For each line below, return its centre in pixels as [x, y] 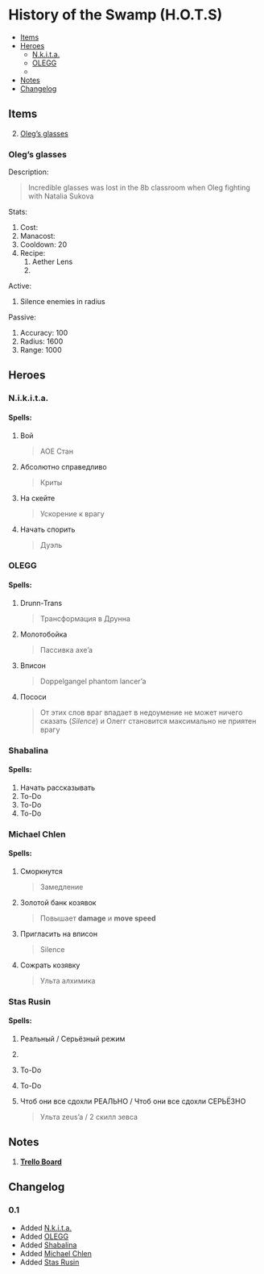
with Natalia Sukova [61, 196]
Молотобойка [43, 634]
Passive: [22, 317]
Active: [20, 286]
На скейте [37, 498]
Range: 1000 [41, 350]
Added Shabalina [48, 1245]
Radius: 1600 [41, 341]
